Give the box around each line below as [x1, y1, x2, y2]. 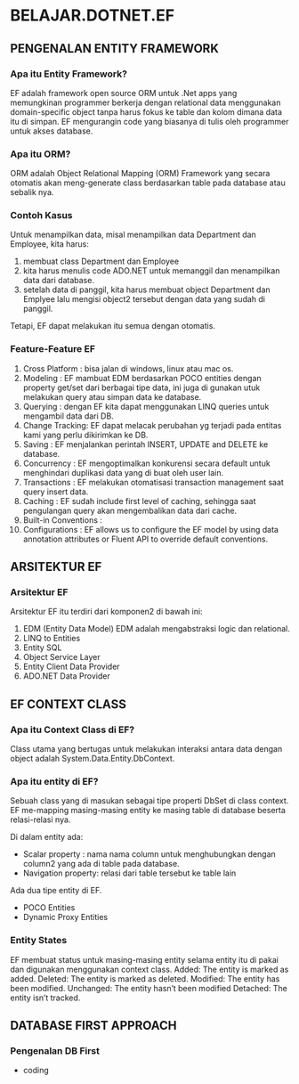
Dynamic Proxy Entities [22, 912, 109, 923]
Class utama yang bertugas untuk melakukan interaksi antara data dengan [10, 744, 283, 754]
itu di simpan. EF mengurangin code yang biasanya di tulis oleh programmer [10, 116, 289, 126]
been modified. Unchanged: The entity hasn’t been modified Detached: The [10, 982, 287, 993]
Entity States [10, 934, 68, 947]
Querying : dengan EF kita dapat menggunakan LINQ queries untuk [22, 401, 270, 412]
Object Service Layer [22, 652, 101, 663]
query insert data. [22, 486, 89, 497]
